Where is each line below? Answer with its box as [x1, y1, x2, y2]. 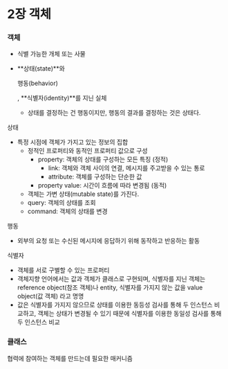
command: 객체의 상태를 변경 [27, 207, 108, 215]
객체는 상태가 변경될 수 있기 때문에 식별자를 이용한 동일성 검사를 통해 [37, 309, 222, 318]
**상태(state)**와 [17, 64, 66, 73]
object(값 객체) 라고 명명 [17, 292, 84, 300]
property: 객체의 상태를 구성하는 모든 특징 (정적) [37, 155, 169, 163]
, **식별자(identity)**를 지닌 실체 [17, 94, 107, 102]
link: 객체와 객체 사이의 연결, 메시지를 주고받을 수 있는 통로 [48, 164, 205, 172]
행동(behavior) [17, 79, 59, 87]
